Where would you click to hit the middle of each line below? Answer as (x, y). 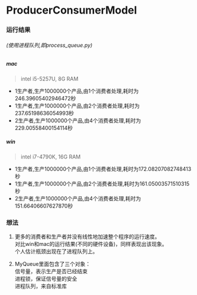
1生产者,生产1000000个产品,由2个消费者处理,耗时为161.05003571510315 (102, 183)
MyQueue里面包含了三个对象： (52, 264)
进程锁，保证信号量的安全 (46, 278)
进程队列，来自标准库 (41, 286)
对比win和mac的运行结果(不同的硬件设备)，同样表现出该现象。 (91, 244)
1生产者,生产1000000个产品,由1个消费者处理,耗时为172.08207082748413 (103, 168)
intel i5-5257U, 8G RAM (49, 79)
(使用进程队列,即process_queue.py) (49, 45)
